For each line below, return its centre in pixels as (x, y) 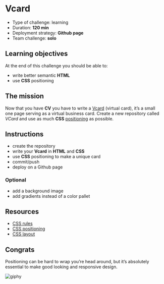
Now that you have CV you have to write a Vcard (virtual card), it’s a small (80, 108)
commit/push (26, 162)
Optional (16, 180)
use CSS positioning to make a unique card (56, 157)
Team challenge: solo (34, 38)
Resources (22, 212)
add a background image (38, 191)
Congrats (20, 250)
